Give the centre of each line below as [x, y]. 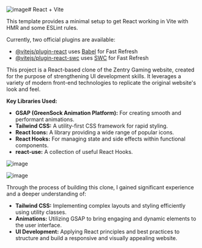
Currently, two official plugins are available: [61, 39]
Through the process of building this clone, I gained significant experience [100, 187]
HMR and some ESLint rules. [42, 28]
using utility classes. [41, 212]
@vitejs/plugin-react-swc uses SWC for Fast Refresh [82, 58]
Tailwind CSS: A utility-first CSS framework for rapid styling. [92, 126]
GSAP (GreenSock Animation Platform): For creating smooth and [98, 113]
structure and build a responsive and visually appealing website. [96, 238]
